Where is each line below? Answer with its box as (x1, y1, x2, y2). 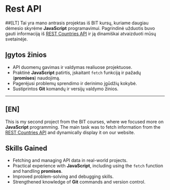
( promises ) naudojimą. (12, 74, 61, 81)
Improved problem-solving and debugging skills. (12, 173, 114, 180)
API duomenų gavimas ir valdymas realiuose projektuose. (12, 64, 133, 70)
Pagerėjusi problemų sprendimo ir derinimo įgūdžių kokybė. (12, 80, 138, 86)
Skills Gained (5, 144, 48, 153)
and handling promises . (12, 168, 63, 174)
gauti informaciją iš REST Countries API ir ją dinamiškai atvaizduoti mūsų (5, 30, 156, 36)
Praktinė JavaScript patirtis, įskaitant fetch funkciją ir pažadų (12, 69, 141, 75)
